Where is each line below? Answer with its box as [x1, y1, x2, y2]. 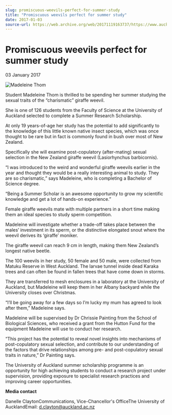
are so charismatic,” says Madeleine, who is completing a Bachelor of [5, 175, 152, 181]
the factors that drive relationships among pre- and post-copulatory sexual [5, 347, 163, 353]
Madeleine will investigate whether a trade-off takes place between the [5, 221, 156, 228]
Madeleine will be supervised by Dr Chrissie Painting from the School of [5, 315, 157, 321]
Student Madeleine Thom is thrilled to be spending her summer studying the [5, 92, 166, 98]
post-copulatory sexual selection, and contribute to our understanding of [5, 341, 159, 347]
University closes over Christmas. [5, 290, 77, 296]
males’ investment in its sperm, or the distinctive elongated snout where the [5, 227, 165, 233]
